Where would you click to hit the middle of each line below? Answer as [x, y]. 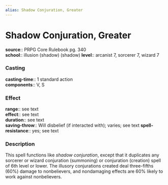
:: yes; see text [43, 131]
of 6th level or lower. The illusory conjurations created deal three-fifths [79, 166]
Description [20, 144]
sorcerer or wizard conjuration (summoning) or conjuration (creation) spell [83, 160]
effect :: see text [22, 114]
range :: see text [22, 109]
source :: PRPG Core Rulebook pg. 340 [46, 50]
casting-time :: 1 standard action [39, 79]
